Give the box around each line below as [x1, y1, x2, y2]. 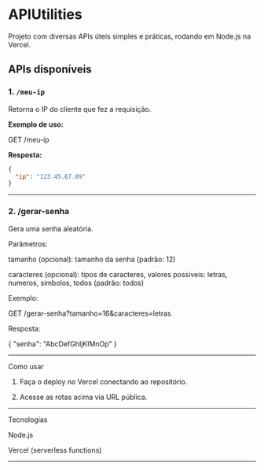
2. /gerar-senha [8, 206, 69, 217]
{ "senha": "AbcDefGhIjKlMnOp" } [8, 339, 118, 348]
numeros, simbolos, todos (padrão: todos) [8, 278, 145, 287]
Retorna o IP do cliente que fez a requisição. [8, 104, 152, 113]
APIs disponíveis [8, 63, 92, 76]
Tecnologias [8, 415, 48, 424]
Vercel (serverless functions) [8, 445, 102, 454]
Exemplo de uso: [8, 120, 64, 129]
